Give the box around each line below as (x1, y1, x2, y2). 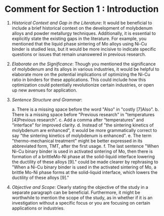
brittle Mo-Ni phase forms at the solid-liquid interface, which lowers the (11, 169, 158, 175)
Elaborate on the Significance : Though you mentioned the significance (11, 61, 156, 67)
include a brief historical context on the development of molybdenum (11, 25, 153, 31)
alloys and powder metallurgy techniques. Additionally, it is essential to (11, 30, 156, 36)
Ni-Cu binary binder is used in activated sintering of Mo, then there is (11, 148, 153, 154)
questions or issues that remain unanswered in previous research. (11, 51, 146, 57)
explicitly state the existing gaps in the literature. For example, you (11, 36, 147, 42)
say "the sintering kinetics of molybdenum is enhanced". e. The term (11, 132, 152, 138)
